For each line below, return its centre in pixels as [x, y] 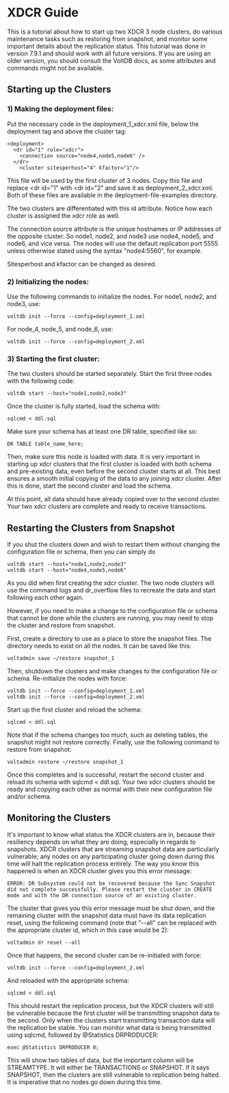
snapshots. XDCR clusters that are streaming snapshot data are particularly [113, 849]
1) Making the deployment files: [60, 109]
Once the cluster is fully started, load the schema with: [84, 406]
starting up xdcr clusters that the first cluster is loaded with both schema [109, 464]
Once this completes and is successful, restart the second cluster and [106, 775]
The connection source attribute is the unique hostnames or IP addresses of [114, 229]
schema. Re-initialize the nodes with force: [67, 679]
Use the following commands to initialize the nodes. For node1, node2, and [112, 297]
